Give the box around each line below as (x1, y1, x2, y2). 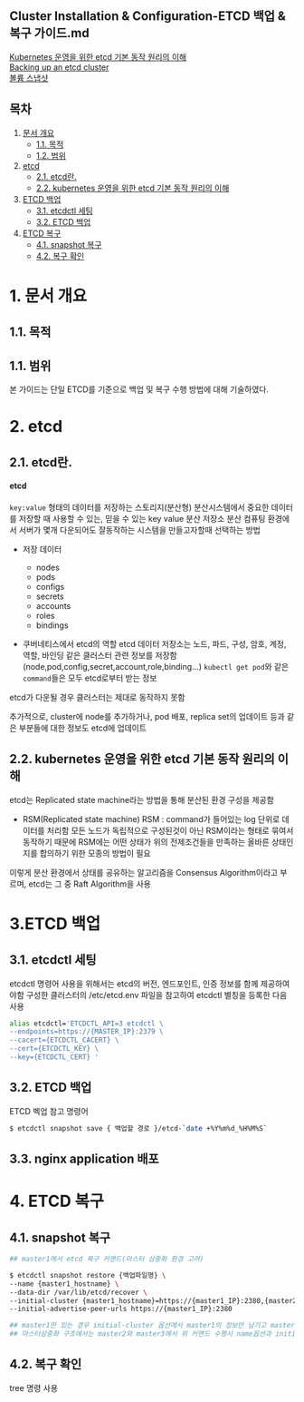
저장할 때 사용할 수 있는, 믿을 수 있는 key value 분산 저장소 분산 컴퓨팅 (18, 513, 266, 524)
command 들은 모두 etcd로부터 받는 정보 (22, 672, 157, 683)
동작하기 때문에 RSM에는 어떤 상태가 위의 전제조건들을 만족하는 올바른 (22, 836, 270, 847)
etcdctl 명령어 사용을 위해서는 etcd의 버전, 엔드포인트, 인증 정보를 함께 (9, 978, 259, 989)
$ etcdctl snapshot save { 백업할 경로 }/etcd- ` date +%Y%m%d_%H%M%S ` (9, 1123, 268, 1132)
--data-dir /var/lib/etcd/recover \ (9, 1288, 147, 1297)
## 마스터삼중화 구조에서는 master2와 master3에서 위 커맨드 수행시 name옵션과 (9, 1329, 271, 1338)
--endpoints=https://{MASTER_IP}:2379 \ (9, 1027, 165, 1036)
